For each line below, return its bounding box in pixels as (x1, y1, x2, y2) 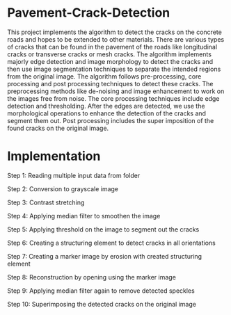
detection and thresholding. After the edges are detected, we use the (7, 102, 205, 110)
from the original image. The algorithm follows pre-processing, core (7, 72, 202, 81)
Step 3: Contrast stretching (7, 198, 85, 207)
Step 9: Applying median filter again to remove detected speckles (7, 286, 195, 295)
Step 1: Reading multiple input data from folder (7, 171, 141, 179)
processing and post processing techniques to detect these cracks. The (7, 79, 214, 88)
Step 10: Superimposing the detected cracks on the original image (7, 300, 197, 308)
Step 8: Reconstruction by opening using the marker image (7, 273, 176, 281)
